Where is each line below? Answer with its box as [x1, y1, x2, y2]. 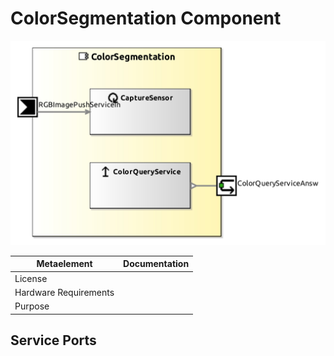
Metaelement [36, 258, 93, 270]
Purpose [14, 300, 50, 312]
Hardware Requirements [14, 286, 115, 298]
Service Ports [10, 332, 97, 349]
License [14, 272, 48, 284]
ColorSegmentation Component [10, 7, 282, 30]
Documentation [123, 258, 190, 270]
